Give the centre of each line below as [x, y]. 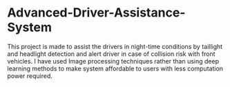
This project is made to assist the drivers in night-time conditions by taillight [115, 46]
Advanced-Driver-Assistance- [96, 13]
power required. [30, 76]
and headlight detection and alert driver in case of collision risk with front [111, 54]
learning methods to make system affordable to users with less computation [115, 68]
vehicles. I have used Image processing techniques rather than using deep [113, 61]
